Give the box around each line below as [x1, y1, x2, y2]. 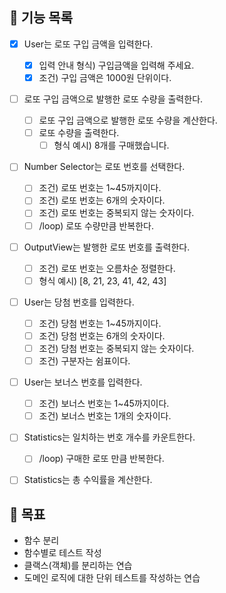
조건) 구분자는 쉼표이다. [38, 355, 131, 367]
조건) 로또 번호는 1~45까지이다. [38, 182, 162, 194]
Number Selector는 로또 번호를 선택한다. [23, 161, 186, 173]
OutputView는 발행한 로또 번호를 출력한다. [23, 241, 191, 253]
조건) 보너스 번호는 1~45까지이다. [38, 398, 170, 410]
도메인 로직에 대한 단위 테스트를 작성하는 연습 [23, 572, 201, 584]
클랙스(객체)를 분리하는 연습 [23, 559, 133, 572]
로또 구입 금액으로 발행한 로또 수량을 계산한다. [38, 114, 218, 127]
